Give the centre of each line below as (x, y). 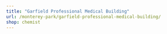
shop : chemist (23, 22)
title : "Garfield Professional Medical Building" (68, 11)
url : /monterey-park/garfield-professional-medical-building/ (83, 17)
